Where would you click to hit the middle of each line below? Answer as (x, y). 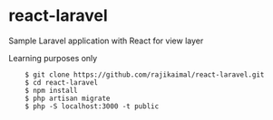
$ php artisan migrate (68, 98)
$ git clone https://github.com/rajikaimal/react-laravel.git (145, 74)
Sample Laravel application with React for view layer (106, 41)
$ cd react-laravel (62, 82)
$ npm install (51, 90)
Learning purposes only (53, 58)
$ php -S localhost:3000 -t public (92, 106)
